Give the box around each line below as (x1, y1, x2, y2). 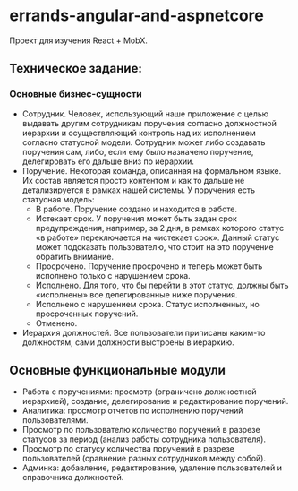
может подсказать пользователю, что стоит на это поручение (35, 241, 275, 252)
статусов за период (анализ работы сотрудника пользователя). (21, 434, 267, 444)
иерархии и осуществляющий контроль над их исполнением (21, 127, 257, 138)
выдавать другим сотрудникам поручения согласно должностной (21, 117, 277, 128)
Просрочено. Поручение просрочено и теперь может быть (35, 261, 263, 271)
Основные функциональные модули (9, 363, 226, 378)
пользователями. (21, 415, 89, 426)
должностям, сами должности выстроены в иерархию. (21, 337, 234, 348)
